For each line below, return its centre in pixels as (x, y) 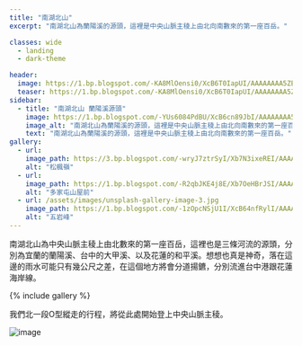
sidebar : (26, 100)
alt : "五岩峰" (50, 217)
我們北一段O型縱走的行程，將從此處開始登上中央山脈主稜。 (119, 314)
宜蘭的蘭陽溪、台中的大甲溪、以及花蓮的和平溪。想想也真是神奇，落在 (155, 255)
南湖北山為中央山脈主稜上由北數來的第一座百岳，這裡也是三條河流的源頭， (147, 244)
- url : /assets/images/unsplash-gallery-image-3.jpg (118, 200)
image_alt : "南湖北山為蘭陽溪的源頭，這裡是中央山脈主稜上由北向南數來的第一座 (157, 125)
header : (24, 75)
